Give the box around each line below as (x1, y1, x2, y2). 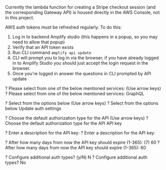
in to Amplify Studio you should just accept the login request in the (12, 60, 149, 66)
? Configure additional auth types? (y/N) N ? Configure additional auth (5, 154, 148, 160)
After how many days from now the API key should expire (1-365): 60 (5, 145, 146, 150)
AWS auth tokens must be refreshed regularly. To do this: (5, 24, 122, 30)
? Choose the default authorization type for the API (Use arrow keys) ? (5, 115, 149, 121)
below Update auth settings (5, 106, 61, 111)
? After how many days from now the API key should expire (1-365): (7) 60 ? (5, 139, 160, 145)
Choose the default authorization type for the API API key (5, 121, 122, 126)
